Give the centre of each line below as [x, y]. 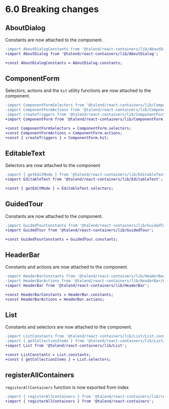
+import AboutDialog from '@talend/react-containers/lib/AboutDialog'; [82, 54]
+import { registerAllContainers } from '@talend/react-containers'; [80, 401]
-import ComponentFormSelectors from [45, 105]
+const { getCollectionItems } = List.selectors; [58, 359]
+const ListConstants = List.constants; [48, 355]
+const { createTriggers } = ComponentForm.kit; [57, 138]
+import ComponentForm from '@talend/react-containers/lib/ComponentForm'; [86, 119]
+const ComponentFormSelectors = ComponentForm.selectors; [68, 128]
